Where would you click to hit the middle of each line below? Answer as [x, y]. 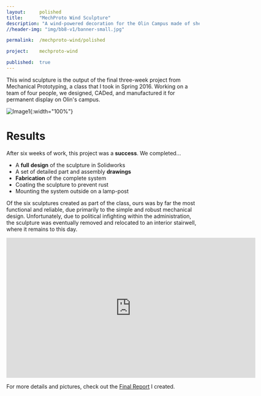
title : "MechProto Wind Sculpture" [59, 18]
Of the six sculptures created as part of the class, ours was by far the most [101, 203]
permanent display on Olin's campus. [53, 99]
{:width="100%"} [51, 111]
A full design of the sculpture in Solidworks [70, 165]
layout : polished [34, 12]
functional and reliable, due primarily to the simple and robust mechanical [99, 209]
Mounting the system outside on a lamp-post [72, 191]
